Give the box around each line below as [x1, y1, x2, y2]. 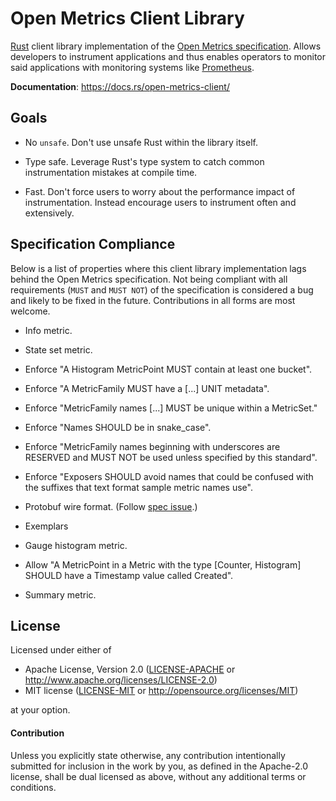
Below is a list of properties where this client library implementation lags [10, 262, 307, 274]
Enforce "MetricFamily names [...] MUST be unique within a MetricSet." [24, 402, 318, 414]
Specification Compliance [10, 236, 176, 253]
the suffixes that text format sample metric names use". [24, 481, 253, 493]
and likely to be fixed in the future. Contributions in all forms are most [10, 294, 296, 306]
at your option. [10, 704, 71, 716]
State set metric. [24, 343, 93, 356]
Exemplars [24, 520, 69, 532]
